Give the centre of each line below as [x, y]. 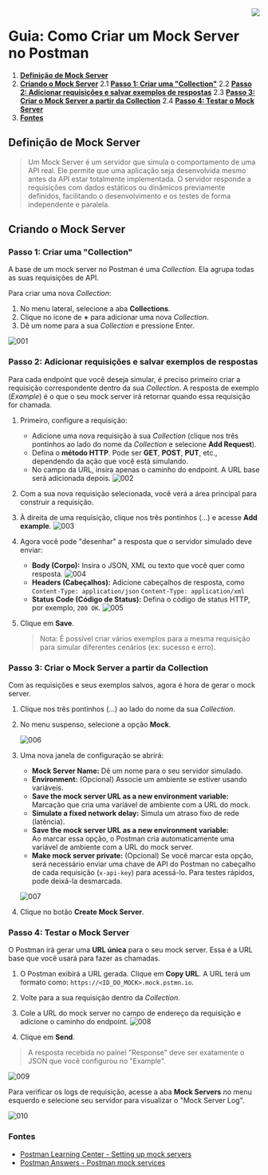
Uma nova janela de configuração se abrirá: [92, 755]
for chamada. [30, 404]
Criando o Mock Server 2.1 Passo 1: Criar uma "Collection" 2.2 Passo [136, 84]
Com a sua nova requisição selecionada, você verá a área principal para [138, 493]
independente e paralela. [69, 204]
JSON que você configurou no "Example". [97, 1061]
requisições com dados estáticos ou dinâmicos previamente [126, 187]
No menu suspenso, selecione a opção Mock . [95, 724]
